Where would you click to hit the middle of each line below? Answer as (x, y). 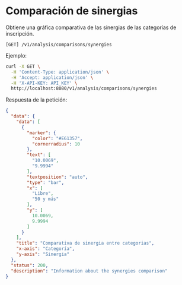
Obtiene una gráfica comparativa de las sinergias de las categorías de (91, 27)
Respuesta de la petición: (36, 100)
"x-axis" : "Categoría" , (46, 249)
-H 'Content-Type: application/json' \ (60, 72)
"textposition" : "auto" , (58, 177)
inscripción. (20, 33)
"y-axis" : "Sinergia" (43, 254)
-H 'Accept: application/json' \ (52, 77)
